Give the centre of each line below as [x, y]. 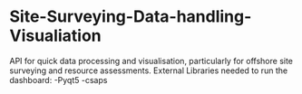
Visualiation [55, 36]
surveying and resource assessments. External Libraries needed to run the [149, 70]
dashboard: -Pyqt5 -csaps [58, 80]
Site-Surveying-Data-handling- [131, 17]
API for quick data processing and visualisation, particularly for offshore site [151, 61]
